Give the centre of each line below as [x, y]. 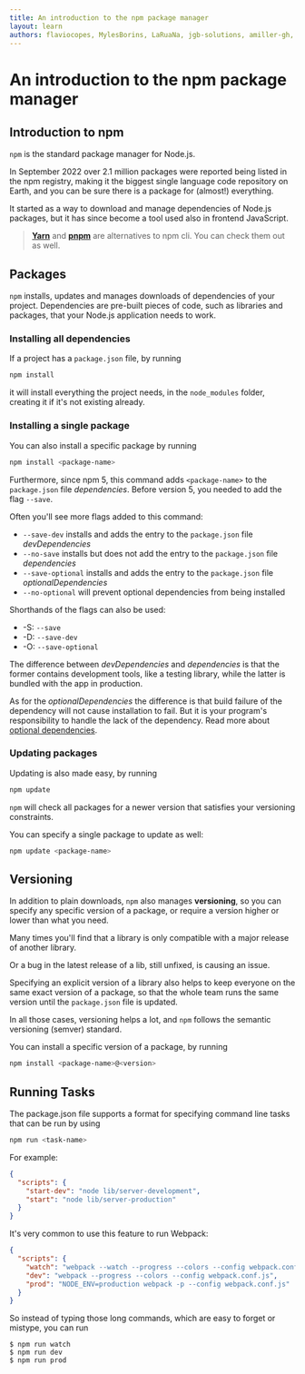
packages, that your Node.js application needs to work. [113, 315]
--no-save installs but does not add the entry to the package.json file [150, 553]
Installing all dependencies [70, 339]
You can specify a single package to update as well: [107, 834]
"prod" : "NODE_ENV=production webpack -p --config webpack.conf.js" [158, 1284]
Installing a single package [69, 426]
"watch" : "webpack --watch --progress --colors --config [136, 1267]
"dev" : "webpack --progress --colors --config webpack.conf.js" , [152, 1275]
